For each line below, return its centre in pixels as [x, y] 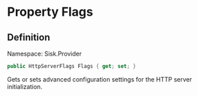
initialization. [25, 86]
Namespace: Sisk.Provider [45, 53]
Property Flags [50, 12]
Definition [28, 37]
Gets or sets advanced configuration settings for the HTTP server [100, 79]
